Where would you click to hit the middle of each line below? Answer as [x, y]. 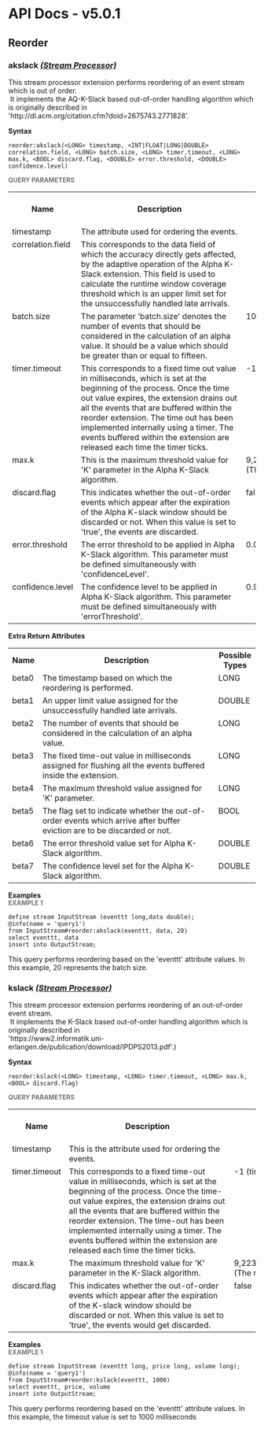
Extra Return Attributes [47, 635]
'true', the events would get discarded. [140, 1325]
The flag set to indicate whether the [108, 810]
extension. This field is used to [159, 274]
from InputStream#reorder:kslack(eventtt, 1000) [89, 1380]
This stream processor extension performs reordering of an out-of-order [126, 1005]
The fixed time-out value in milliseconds [117, 755]
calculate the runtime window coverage [154, 283]
